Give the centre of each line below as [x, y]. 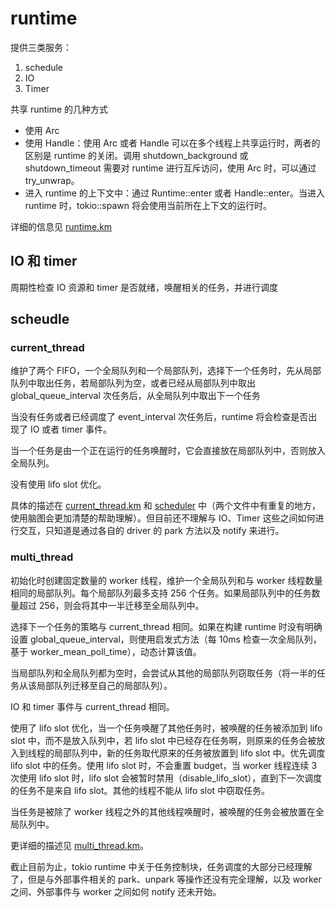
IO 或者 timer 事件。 [70, 429]
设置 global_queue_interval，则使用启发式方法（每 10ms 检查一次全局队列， [166, 639]
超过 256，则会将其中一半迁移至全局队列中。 [111, 605]
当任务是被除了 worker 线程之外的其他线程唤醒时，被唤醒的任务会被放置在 [163, 811]
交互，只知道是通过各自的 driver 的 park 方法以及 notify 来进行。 [151, 531]
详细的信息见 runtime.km [61, 226]
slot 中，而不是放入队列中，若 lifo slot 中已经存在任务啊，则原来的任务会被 [163, 740]
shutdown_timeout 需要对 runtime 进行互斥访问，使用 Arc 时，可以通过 [170, 168]
